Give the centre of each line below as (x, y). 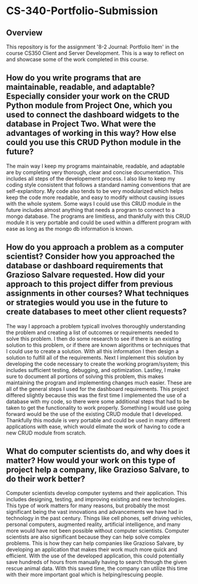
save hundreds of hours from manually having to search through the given (97, 562)
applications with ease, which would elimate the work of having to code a (95, 426)
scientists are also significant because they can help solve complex (88, 537)
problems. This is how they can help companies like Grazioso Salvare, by (95, 543)
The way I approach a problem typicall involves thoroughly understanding (96, 326)
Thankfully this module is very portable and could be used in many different (98, 420)
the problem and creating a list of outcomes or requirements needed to (92, 332)
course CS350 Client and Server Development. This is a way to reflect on (95, 53)
